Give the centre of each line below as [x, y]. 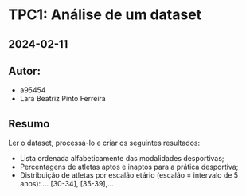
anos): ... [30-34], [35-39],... [66, 184]
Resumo [29, 124]
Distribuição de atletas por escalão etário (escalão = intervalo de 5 [129, 175]
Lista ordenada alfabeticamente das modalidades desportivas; [122, 159]
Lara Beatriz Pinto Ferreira [62, 99]
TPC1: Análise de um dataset [105, 15]
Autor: [25, 71]
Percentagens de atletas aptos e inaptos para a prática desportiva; [129, 167]
